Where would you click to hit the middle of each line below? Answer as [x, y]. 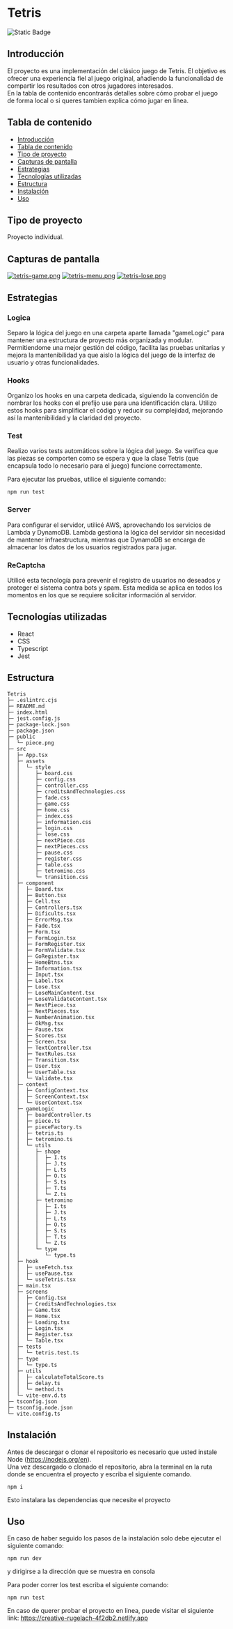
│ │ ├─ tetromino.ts [40, 1139]
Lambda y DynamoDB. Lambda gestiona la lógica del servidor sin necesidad [116, 532]
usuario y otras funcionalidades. [53, 362]
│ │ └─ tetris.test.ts [43, 1353]
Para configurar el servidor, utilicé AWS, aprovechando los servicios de [109, 525]
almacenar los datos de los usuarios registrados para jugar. [92, 547]
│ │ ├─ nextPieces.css [48, 846]
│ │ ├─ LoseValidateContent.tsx [57, 999]
